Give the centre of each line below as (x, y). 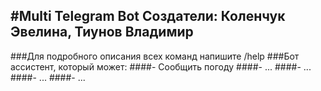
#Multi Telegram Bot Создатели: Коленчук (148, 16)
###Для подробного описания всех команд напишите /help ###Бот (155, 56)
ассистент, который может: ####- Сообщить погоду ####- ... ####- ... (161, 66)
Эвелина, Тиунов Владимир (102, 32)
